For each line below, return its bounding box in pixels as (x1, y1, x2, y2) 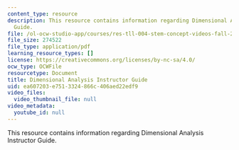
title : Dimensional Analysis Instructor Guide (7, 76, 148, 83)
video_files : (7, 89, 46, 96)
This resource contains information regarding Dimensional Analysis (7, 128, 204, 137)
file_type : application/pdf (7, 43, 91, 50)
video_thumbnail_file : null (14, 96, 97, 103)
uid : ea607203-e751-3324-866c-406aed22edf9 (7, 83, 139, 90)
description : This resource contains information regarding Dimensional (7, 17, 228, 24)
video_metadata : (7, 103, 55, 110)
